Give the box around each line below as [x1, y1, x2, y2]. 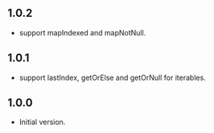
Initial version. [19, 117, 66, 127]
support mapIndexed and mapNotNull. [19, 27, 146, 37]
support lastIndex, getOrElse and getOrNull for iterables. [19, 73, 206, 82]
